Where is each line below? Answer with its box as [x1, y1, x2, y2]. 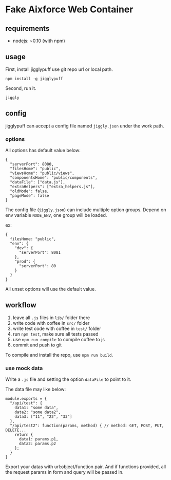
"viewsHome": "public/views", [10, 171, 74, 176]
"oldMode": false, [10, 189, 50, 194]
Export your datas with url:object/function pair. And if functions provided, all [5, 464, 166, 470]
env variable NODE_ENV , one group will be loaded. [5, 212, 107, 218]
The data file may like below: [5, 386, 66, 393]
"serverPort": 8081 [18, 250, 61, 255]
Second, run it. [5, 85, 37, 91]
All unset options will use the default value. [5, 286, 96, 292]
